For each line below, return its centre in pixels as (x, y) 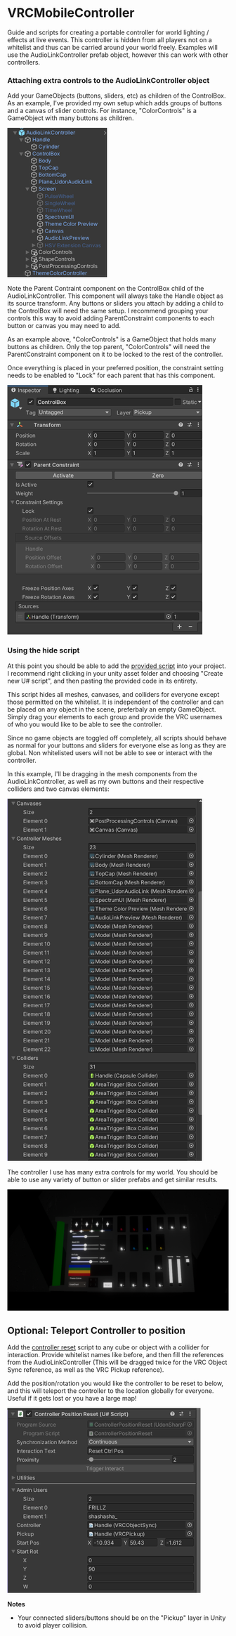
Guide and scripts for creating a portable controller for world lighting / (108, 32)
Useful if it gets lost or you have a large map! (72, 1398)
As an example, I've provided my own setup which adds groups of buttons (115, 103)
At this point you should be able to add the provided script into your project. (117, 666)
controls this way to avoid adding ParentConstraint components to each (111, 318)
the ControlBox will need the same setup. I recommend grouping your (108, 311)
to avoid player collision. (52, 1625)
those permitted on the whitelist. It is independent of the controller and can (116, 702)
